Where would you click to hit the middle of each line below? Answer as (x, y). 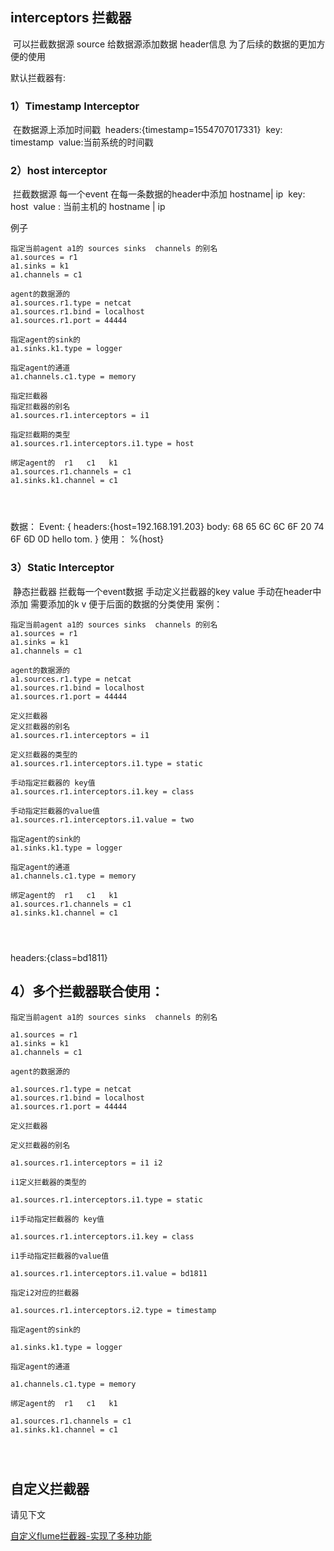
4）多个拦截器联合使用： (87, 991)
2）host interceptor (59, 171)
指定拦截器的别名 (40, 407)
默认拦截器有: (38, 77)
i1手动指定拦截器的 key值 (57, 1219)
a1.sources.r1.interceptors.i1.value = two (102, 819)
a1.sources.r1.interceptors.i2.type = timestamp (113, 1310)
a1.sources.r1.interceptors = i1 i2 (86, 1163)
